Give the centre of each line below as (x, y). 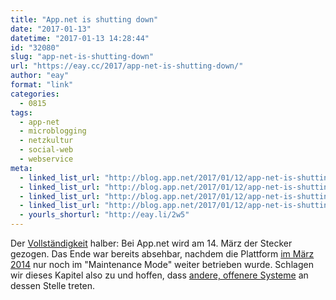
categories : (35, 94)
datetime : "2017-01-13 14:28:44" (80, 38)
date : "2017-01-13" (51, 29)
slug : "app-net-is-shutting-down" (82, 57)
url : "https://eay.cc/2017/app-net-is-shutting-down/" (127, 66)
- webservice (46, 159)
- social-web (46, 150)
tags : (21, 112)
